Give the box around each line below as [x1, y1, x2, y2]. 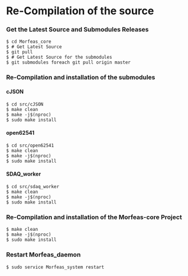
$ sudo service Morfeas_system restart [6, 264, 105, 270]
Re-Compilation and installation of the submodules [6, 73, 155, 81]
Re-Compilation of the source [6, 4, 154, 18]
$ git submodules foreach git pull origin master [6, 59, 131, 66]
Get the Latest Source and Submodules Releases [6, 26, 149, 34]
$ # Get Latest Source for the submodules [6, 55, 112, 61]
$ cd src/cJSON [6, 101, 44, 107]
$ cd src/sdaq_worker [6, 184, 60, 190]
